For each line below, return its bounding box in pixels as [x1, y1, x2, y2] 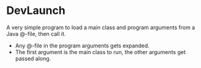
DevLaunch [6, 4, 66, 18]
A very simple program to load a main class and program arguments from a [6, 24, 196, 31]
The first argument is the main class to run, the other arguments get [15, 48, 186, 55]
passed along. [15, 55, 51, 62]
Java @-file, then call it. [6, 30, 66, 37]
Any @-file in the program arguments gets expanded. [15, 42, 150, 49]
